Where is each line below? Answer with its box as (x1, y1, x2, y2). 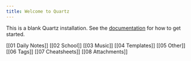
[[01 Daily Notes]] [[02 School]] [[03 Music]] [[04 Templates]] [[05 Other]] (6, 42, 186, 49)
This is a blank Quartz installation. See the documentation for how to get (6, 24, 181, 31)
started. (6, 30, 25, 38)
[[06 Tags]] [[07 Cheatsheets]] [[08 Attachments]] (6, 48, 128, 55)
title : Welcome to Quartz (6, 8, 69, 15)
